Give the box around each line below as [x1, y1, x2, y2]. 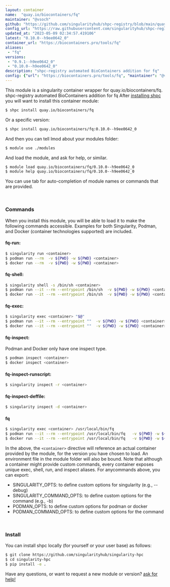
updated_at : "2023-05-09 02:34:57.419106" [5, 31, 96, 36]
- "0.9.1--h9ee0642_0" [7, 59, 56, 64]
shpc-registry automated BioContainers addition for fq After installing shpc [5, 92, 161, 99]
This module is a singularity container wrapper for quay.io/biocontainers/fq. [5, 87, 163, 93]
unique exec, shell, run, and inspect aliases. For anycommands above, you [5, 466, 160, 473]
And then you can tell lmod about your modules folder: [5, 136, 119, 142]
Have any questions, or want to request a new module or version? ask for [5, 571, 158, 577]
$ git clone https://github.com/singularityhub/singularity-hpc [5, 552, 144, 558]
